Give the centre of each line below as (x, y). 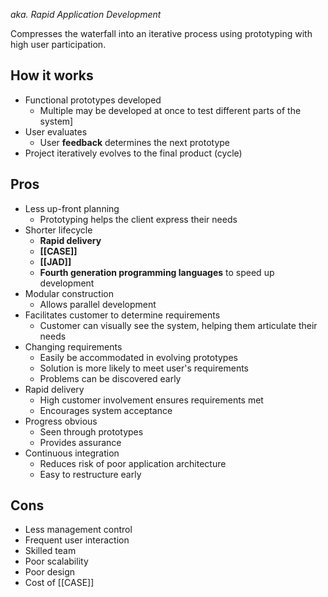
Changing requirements (73, 346)
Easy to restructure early (90, 474)
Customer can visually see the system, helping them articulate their (178, 325)
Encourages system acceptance (106, 410)
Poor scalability (56, 561)
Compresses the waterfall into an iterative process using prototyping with (161, 33)
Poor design (50, 572)
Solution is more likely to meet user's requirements (144, 368)
